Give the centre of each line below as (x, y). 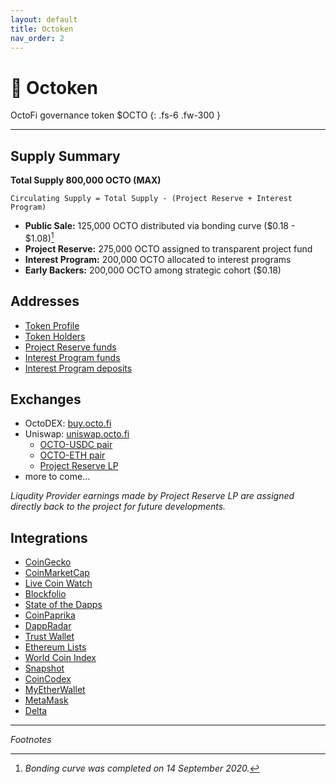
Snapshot (44, 668)
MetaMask (46, 700)
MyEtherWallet (55, 690)
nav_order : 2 (37, 38)
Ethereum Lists (55, 647)
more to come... (57, 477)
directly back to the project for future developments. (118, 507)
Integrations (49, 537)
